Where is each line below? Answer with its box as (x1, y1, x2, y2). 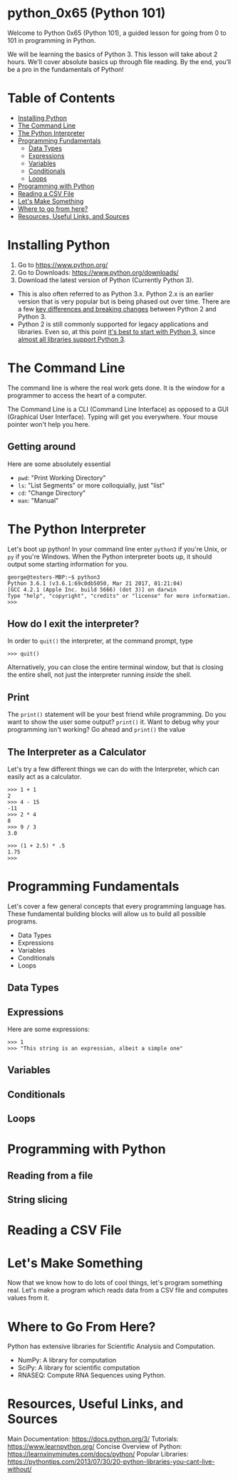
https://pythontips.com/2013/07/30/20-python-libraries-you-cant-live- (7, 1457, 215, 1466)
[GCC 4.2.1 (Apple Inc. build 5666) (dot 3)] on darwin (7, 586, 177, 593)
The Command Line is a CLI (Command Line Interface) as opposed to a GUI (7, 405, 229, 413)
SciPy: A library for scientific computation (17, 1363, 140, 1372)
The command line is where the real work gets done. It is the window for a (7, 383, 225, 392)
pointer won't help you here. (7, 420, 90, 428)
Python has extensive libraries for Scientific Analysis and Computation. (7, 1342, 216, 1351)
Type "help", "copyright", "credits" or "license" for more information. (7, 592, 232, 599)
